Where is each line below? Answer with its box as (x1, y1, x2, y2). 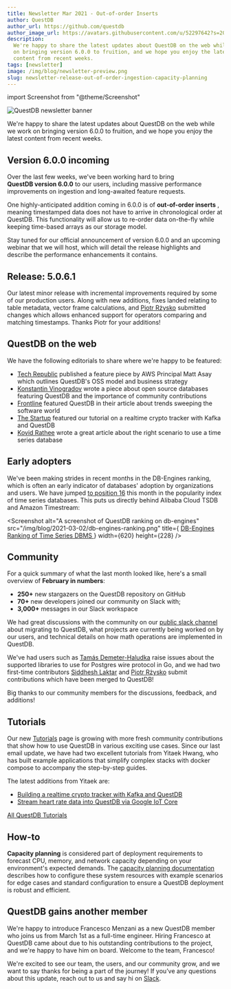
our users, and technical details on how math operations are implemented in (7, 633, 223, 641)
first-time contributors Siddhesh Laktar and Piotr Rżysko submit (7, 668, 188, 676)
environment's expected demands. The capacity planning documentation (7, 864, 215, 873)
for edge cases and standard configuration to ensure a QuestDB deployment (7, 879, 224, 887)
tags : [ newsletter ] (7, 61, 63, 68)
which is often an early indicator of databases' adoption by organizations (7, 481, 214, 489)
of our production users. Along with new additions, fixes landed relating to (7, 296, 217, 304)
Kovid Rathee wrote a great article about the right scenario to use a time (16, 428, 221, 436)
